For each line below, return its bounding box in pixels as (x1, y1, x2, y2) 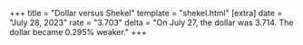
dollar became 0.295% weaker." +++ (9, 27, 148, 37)
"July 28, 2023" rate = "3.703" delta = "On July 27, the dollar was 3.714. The (9, 17, 294, 28)
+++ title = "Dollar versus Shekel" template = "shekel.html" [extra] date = (9, 8, 283, 18)
